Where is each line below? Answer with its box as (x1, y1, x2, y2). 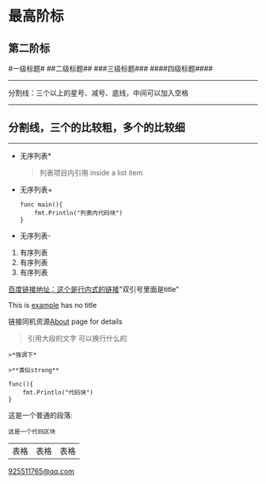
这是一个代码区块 (8, 428, 56, 436)
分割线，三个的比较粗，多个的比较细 (8, 121, 185, 135)
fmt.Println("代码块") (22, 388, 93, 397)
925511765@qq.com (8, 466, 75, 476)
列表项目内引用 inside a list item (39, 167, 143, 177)
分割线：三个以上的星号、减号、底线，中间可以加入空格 (8, 88, 188, 98)
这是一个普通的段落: (8, 410, 74, 420)
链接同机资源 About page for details (8, 317, 123, 326)
